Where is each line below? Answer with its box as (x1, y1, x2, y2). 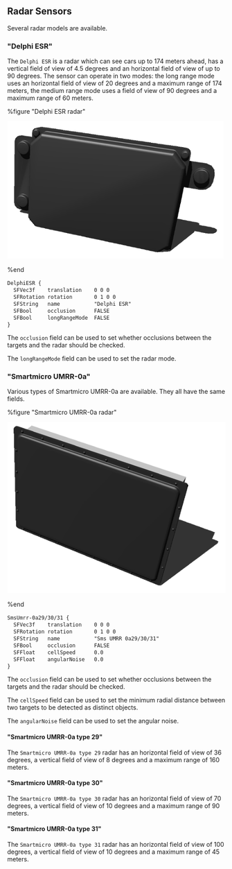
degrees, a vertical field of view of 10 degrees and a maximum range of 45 (7, 848, 220, 856)
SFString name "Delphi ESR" (13, 301, 132, 308)
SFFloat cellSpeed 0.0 (13, 649, 104, 656)
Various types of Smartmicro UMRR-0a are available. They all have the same (7, 388, 226, 396)
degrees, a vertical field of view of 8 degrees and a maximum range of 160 (7, 755, 220, 764)
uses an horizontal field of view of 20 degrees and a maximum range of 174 (7, 79, 223, 87)
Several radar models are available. (7, 24, 108, 32)
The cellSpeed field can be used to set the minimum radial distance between (7, 696, 226, 705)
